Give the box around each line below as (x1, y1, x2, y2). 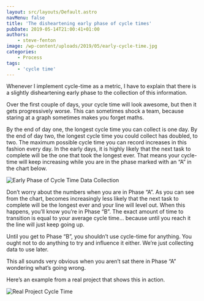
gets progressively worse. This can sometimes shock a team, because (6, 108, 184, 115)
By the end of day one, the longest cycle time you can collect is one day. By (6, 126, 198, 133)
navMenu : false (6, 15, 45, 21)
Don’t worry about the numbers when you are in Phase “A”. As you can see (6, 188, 195, 196)
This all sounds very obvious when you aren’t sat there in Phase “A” (6, 258, 176, 265)
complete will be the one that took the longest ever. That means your (6, 152, 180, 159)
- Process (17, 54, 43, 61)
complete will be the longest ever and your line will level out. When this (6, 201, 186, 209)
